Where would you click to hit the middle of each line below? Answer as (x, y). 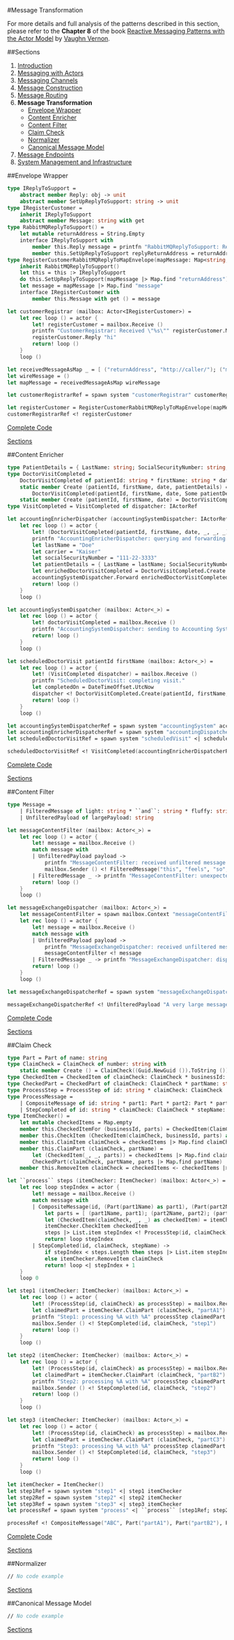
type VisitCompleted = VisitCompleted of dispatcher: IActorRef (102, 507)
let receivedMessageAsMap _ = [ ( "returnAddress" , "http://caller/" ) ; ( (115, 370)
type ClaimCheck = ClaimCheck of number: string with (87, 1064)
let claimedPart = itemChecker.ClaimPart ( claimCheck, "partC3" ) (129, 1439)
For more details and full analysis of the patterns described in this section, (114, 23)
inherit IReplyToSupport (56, 215)
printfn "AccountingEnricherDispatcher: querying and (112, 538)
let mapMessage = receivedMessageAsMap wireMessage (84, 383)
